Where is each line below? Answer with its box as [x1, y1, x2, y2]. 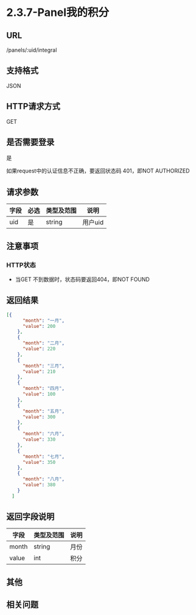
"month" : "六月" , [22, 431, 65, 437]
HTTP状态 [6, 260, 37, 269]
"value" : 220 [22, 346, 56, 352]
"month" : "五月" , [22, 408, 65, 414]
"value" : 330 [22, 436, 56, 443]
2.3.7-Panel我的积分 [6, 5, 110, 20]
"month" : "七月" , [22, 453, 65, 460]
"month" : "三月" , [22, 363, 65, 369]
